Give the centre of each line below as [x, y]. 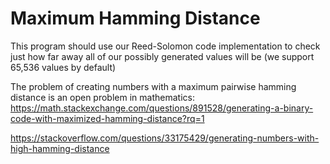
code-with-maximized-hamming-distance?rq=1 [107, 118]
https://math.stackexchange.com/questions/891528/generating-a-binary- [162, 108]
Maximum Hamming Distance [135, 18]
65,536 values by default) [63, 67]
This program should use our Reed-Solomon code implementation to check [165, 46]
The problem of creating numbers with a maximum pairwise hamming [153, 86]
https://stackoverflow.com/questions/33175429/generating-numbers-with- [165, 138]
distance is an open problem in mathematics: [102, 97]
